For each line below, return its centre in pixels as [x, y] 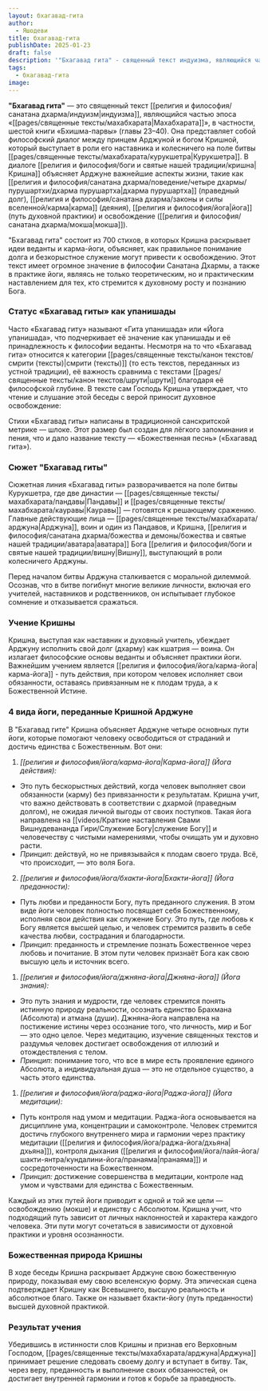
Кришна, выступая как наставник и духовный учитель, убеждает [119, 640]
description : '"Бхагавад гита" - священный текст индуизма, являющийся [130, 61]
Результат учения [45, 1327]
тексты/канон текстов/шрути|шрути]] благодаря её [136, 380]
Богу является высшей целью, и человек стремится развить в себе [135, 927]
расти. [31, 845]
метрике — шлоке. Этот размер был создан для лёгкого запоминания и [131, 430]
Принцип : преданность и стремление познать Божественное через [135, 944]
